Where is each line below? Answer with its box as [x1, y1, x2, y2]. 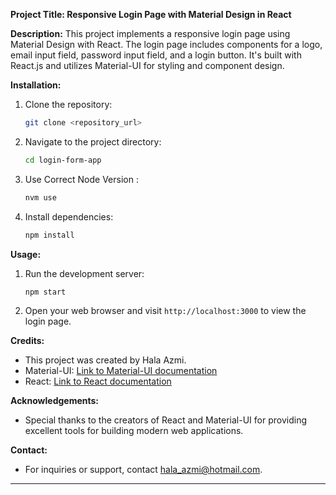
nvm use [24, 192, 57, 203]
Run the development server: [24, 267, 145, 279]
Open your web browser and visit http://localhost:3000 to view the [24, 305, 307, 317]
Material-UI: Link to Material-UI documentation [24, 365, 218, 377]
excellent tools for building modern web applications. [24, 425, 244, 437]
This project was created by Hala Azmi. [24, 354, 187, 366]
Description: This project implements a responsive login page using [10, 28, 291, 39]
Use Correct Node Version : [24, 173, 139, 185]
